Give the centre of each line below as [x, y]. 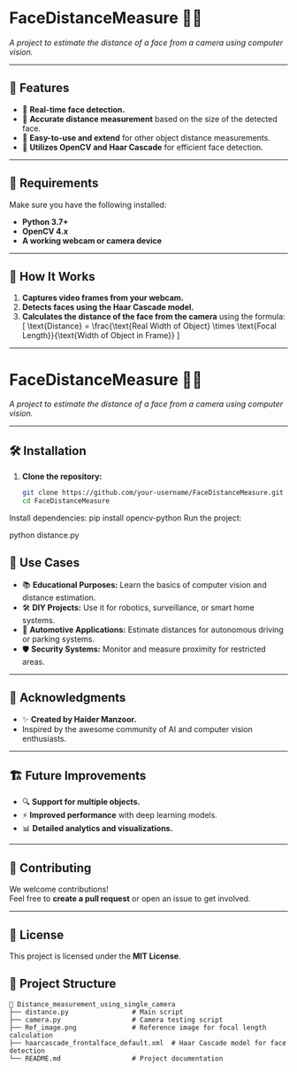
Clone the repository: [62, 476]
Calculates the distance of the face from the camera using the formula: [153, 317]
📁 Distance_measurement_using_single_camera [92, 1004]
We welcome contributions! [59, 890]
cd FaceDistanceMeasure [66, 501]
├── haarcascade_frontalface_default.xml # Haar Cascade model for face [148, 1043]
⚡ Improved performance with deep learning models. [120, 815]
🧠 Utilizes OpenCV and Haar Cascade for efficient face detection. [142, 147]
